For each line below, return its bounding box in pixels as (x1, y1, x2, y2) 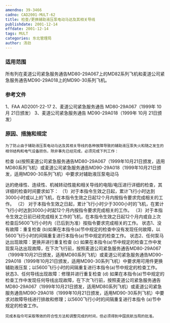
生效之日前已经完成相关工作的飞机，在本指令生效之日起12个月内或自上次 (9, 213, 161, 219)
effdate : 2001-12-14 (5, 26, 49, 32)
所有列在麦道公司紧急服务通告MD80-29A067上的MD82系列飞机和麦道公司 (5, 71, 161, 77)
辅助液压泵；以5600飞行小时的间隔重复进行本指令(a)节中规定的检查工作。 (5, 264, 160, 270)
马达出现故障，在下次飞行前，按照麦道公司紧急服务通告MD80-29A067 (14, 245, 161, 251)
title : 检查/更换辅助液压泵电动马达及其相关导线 (5, 17, 95, 22)
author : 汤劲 (5, 41, 31, 46)
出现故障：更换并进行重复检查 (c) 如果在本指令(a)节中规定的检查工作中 (9, 239, 157, 245)
